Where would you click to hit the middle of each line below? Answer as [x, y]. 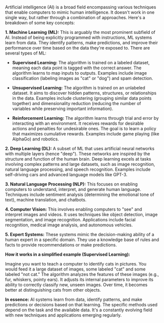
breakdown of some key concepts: [40, 23]
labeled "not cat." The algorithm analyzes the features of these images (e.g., [82, 274]
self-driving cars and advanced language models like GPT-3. [66, 175]
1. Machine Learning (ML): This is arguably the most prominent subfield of [80, 32]
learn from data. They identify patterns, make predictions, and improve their [82, 43]
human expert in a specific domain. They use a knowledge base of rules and [82, 240]
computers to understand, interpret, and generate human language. [73, 189]
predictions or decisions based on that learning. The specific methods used [81, 305]
